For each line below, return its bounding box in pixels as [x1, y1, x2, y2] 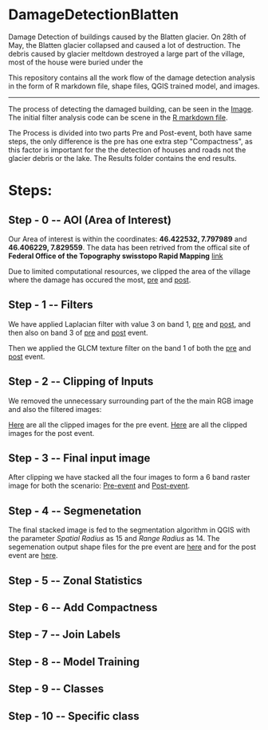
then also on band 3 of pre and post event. [8, 328, 149, 337]
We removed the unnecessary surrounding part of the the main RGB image [8, 396, 254, 406]
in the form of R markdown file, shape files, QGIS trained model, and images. [8, 81, 260, 91]
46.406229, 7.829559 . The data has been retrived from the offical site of [8, 242, 250, 252]
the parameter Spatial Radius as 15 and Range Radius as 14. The [8, 534, 220, 544]
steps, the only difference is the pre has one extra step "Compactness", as [8, 136, 253, 146]
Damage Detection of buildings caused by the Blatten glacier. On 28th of [8, 32, 246, 41]
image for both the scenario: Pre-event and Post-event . [8, 481, 190, 491]
